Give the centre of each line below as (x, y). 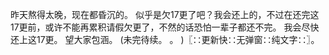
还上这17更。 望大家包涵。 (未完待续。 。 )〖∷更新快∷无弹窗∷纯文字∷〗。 (165, 39)
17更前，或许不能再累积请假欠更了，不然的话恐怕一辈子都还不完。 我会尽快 (165, 27)
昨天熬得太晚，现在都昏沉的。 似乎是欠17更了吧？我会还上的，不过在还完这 (165, 14)
